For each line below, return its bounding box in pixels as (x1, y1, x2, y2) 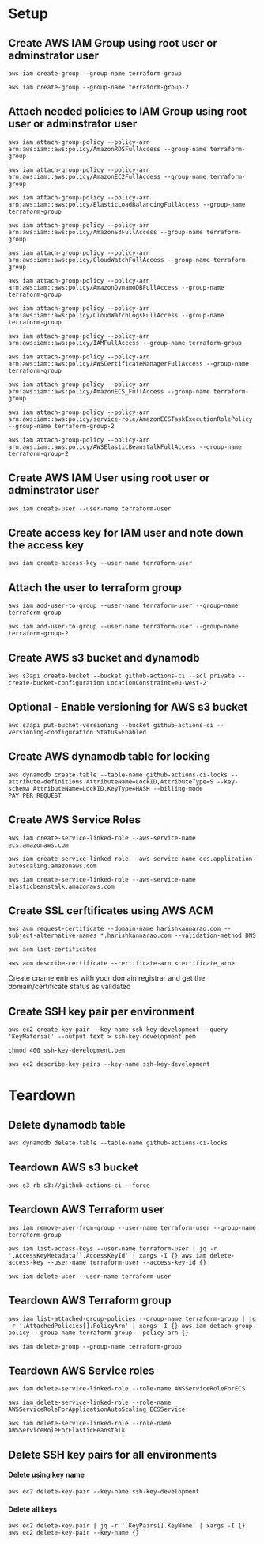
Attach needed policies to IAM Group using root (8, 104, 247, 119)
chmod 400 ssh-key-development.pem (8, 1046, 126, 1055)
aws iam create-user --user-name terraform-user (8, 504, 172, 513)
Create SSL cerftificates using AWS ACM (8, 904, 213, 917)
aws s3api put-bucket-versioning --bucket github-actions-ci (8, 721, 214, 729)
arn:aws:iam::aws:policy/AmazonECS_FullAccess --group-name (8, 387, 211, 396)
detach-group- (209, 1322, 257, 1330)
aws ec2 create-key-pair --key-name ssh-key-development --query (8, 1026, 228, 1034)
